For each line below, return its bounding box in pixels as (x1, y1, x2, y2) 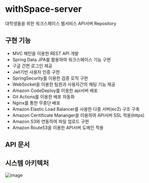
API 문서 (5, 140, 30, 149)
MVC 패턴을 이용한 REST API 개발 (12, 50, 79, 56)
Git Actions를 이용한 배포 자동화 (12, 93, 75, 99)
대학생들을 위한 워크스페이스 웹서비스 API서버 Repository (5, 20, 117, 26)
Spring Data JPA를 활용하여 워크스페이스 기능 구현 (12, 56, 111, 62)
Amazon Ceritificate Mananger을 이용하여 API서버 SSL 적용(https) (12, 112, 145, 118)
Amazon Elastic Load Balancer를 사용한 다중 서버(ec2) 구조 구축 (12, 106, 140, 112)
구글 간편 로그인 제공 (12, 63, 53, 69)
